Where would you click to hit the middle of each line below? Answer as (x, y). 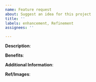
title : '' (15, 19)
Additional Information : (29, 65)
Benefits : (15, 55)
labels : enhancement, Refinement (39, 23)
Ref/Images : (18, 74)
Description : (18, 46)
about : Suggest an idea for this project (48, 14)
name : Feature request (28, 10)
